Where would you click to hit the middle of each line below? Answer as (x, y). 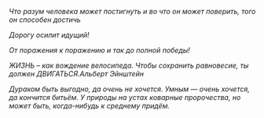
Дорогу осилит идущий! (49, 35)
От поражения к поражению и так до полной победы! (100, 50)
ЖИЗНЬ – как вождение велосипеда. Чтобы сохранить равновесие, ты (129, 65)
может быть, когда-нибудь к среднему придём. (90, 106)
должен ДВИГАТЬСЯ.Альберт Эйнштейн (77, 74)
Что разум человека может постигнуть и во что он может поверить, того (132, 11)
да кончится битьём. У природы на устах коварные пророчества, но (125, 97)
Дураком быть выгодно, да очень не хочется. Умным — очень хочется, (129, 89)
